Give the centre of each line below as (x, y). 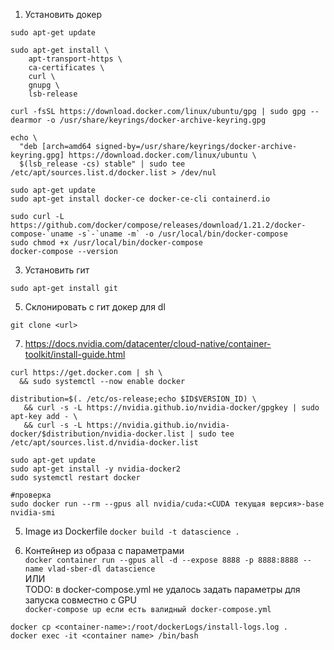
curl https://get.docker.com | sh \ (86, 373)
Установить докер (63, 14)
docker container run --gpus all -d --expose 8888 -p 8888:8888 (161, 560)
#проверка (31, 495)
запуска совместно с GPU (80, 600)
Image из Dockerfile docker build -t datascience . (132, 531)
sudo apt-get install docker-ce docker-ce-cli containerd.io (140, 199)
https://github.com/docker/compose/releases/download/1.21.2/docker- (158, 225)
